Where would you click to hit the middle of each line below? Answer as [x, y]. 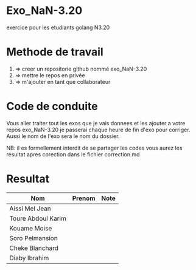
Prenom [84, 198]
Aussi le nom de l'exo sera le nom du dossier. [63, 136]
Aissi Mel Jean [30, 209]
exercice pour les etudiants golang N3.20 [58, 27]
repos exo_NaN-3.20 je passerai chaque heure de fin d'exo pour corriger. [98, 130]
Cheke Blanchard [34, 248]
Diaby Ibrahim [29, 258]
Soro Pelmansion [33, 238]
